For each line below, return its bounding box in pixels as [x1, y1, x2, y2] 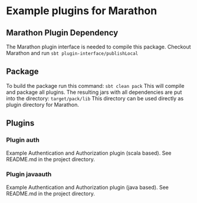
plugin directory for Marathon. [6, 101, 80, 108]
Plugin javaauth [6, 170, 52, 178]
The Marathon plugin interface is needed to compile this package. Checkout [6, 43, 191, 50]
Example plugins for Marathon [6, 4, 157, 18]
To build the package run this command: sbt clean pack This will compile [6, 82, 185, 89]
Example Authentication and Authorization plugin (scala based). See [6, 149, 172, 156]
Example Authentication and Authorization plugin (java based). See [6, 184, 169, 191]
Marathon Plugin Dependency [6, 28, 119, 38]
